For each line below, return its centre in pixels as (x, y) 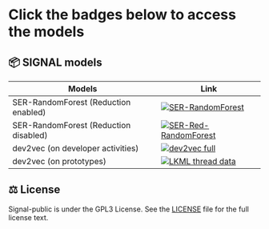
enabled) (29, 112)
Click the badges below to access (122, 15)
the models (46, 32)
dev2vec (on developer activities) (76, 148)
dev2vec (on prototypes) (59, 161)
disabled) (30, 135)
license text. (28, 217)
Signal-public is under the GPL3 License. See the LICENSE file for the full (129, 209)
